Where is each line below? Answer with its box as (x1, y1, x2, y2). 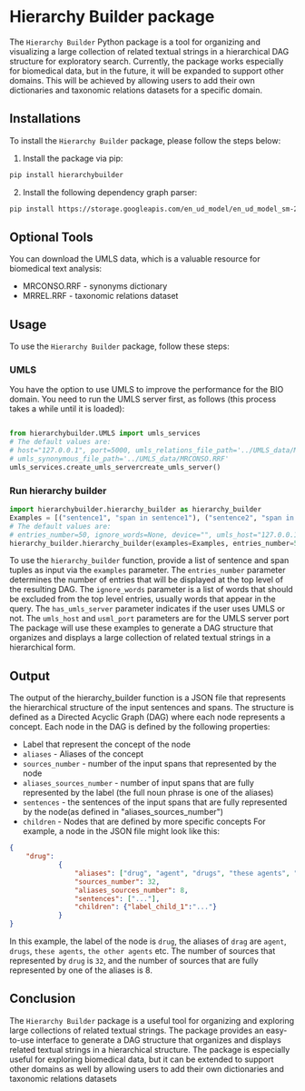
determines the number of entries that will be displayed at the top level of (9, 574, 284, 585)
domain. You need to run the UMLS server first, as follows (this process (9, 393, 277, 405)
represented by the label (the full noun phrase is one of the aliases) (22, 788, 274, 798)
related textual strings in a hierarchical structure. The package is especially (9, 1044, 290, 1055)
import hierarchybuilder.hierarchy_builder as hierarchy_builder (9, 505, 261, 514)
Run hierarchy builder (9, 484, 107, 497)
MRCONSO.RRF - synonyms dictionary (22, 281, 168, 292)
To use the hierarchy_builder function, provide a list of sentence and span (9, 555, 290, 566)
